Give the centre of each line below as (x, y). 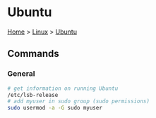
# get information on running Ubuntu (63, 88)
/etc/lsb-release (33, 95)
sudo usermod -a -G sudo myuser (55, 108)
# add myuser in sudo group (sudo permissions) (79, 101)
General (21, 74)
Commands (34, 54)
